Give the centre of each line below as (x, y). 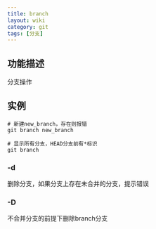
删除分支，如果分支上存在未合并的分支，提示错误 (78, 184)
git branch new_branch (40, 130)
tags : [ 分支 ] (25, 33)
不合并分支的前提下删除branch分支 (58, 218)
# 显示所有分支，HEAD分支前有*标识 (52, 144)
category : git (28, 27)
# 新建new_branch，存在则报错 (47, 124)
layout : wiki (26, 20)
